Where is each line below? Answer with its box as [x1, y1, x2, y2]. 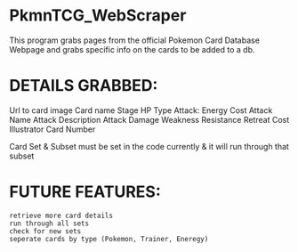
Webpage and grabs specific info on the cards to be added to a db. [9, 44, 255, 54]
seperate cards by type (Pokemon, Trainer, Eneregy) [9, 234, 209, 243]
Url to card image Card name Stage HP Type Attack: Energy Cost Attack [9, 104, 273, 116]
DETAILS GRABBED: [9, 76, 158, 96]
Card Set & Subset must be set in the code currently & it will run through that [9, 141, 289, 151]
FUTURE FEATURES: [9, 182, 162, 202]
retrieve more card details [9, 211, 114, 220]
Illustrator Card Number [9, 124, 96, 134]
